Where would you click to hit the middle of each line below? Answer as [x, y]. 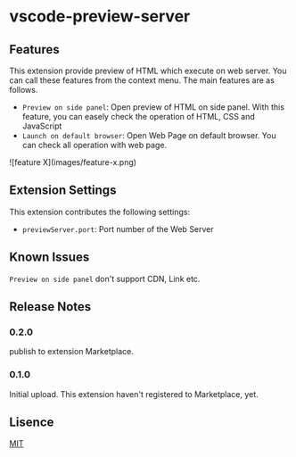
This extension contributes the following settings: [99, 212]
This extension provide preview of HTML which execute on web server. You [148, 71]
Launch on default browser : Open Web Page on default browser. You [149, 135]
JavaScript [42, 126]
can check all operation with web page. [95, 145]
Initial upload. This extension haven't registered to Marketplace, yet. [134, 394]
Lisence [32, 422]
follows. [24, 90]
